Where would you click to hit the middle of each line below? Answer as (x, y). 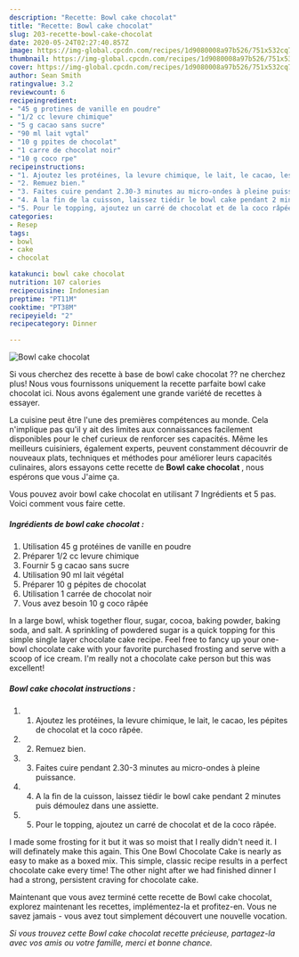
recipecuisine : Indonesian (59, 291)
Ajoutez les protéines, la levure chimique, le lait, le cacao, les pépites (162, 721)
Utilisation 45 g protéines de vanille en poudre (106, 547)
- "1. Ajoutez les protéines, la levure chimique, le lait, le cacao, (143, 175)
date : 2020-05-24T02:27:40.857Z (69, 42)
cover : (21, 68)
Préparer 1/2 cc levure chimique (81, 556)
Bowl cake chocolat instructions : (73, 689)
